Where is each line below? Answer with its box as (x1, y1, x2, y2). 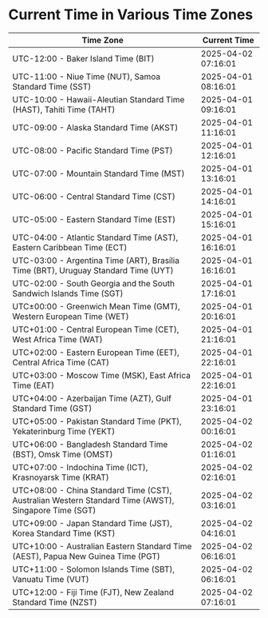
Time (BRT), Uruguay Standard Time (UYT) (12, 265, 174, 276)
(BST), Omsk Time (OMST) (12, 449, 113, 460)
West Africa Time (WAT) (12, 333, 104, 345)
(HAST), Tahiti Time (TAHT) (12, 104, 116, 115)
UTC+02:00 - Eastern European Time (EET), (12, 346, 179, 357)
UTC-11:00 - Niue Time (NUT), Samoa (12, 70, 161, 82)
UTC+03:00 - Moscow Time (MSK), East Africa (12, 369, 191, 381)
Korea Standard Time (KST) (12, 528, 116, 539)
